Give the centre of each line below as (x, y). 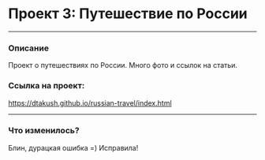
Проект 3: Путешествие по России (128, 14)
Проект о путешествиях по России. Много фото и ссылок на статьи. (123, 65)
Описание (29, 48)
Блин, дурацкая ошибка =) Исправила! (73, 147)
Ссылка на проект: (47, 86)
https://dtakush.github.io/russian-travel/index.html (90, 102)
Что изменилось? (44, 131)
